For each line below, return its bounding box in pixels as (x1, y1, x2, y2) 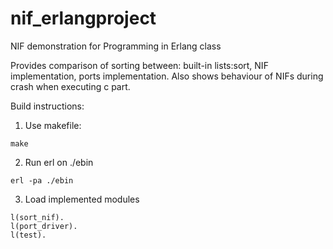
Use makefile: (24, 119, 82, 131)
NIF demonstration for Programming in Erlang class (10, 40, 222, 52)
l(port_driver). (10, 221, 78, 231)
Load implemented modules (24, 193, 140, 205)
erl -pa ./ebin (10, 175, 74, 186)
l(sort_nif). (10, 212, 65, 222)
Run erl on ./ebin (24, 156, 94, 168)
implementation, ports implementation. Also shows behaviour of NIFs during (10, 70, 324, 82)
